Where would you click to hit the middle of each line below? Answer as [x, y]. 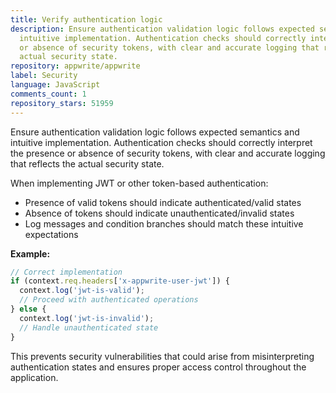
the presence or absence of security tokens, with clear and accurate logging [168, 153]
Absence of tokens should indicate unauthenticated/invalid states [159, 213]
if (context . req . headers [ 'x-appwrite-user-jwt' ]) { [120, 281]
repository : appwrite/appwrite [75, 66]
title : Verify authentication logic [86, 19]
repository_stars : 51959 [62, 103]
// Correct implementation [66, 272]
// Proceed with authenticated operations [109, 300]
